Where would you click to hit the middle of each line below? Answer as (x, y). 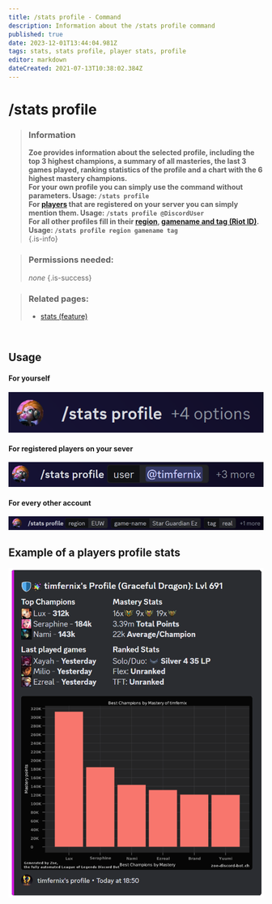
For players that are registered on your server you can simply (133, 204)
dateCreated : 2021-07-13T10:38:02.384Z (76, 69)
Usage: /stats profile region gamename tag (103, 230)
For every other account (50, 502)
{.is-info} (43, 239)
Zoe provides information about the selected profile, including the (141, 153)
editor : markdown (38, 60)
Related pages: (58, 299)
